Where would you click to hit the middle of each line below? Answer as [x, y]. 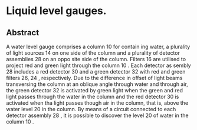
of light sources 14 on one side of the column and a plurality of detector [93, 53]
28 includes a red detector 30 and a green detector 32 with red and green [96, 71]
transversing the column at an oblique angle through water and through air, [97, 84]
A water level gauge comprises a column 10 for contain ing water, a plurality [98, 46]
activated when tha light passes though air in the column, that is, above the [97, 103]
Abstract [23, 33]
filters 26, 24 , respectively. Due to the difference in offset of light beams [94, 78]
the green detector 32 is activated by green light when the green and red [95, 90]
